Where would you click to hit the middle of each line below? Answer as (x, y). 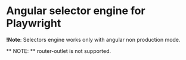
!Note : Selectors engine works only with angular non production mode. (93, 39)
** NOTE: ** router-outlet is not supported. (59, 51)
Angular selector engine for (76, 11)
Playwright (34, 23)
